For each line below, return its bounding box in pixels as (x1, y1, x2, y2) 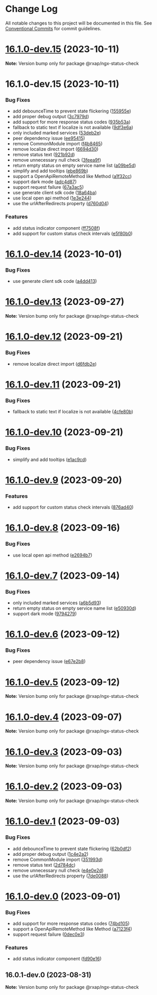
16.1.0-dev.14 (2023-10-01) (5, 248, 122, 260)
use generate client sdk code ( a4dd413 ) (12, 278, 97, 284)
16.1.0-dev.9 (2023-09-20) (5, 474, 122, 486)
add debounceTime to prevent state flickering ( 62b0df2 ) (12, 845, 132, 852)
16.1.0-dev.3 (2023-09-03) (5, 746, 123, 758)
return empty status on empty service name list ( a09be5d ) (12, 162, 137, 169)
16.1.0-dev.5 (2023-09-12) (5, 676, 120, 688)
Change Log (5, 3, 58, 15)
